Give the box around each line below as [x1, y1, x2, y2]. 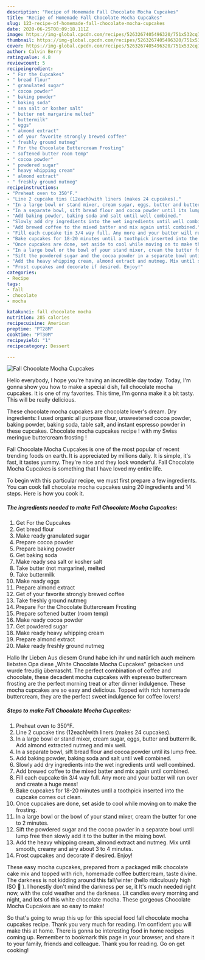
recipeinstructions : [7, 185, 60, 191]
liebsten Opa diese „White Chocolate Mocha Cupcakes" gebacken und [7, 661, 184, 668]
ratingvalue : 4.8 [7, 54, 51, 60]
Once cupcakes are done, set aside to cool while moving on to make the [15, 800, 197, 808]
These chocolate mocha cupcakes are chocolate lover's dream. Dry [7, 408, 177, 415]
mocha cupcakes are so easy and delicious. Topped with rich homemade [7, 686, 190, 694]
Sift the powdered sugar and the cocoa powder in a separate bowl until [15, 826, 194, 833]
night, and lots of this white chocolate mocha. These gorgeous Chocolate [7, 896, 191, 903]
